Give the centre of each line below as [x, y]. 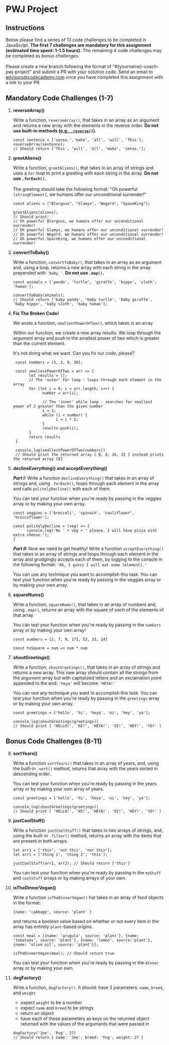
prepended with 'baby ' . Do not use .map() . [58, 273]
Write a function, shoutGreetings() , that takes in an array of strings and [87, 667]
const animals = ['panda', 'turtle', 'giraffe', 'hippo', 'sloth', [85, 282]
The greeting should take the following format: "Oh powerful [75, 189]
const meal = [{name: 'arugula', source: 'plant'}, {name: [76, 936]
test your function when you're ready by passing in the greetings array [86, 698]
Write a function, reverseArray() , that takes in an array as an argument [86, 120]
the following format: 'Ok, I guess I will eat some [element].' [80, 564]
